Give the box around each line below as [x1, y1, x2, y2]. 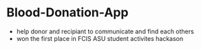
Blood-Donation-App [6, 5, 129, 20]
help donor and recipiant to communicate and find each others [16, 27, 194, 35]
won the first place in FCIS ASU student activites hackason [16, 34, 184, 42]
